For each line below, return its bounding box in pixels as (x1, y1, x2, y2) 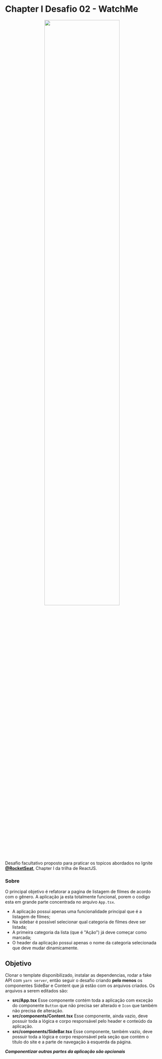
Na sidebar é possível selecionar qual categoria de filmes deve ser (12, 919, 146, 925)
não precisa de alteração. (12, 1008, 63, 1014)
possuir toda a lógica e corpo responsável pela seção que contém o (12, 1034, 149, 1040)
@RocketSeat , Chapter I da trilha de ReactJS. (5, 865, 98, 871)
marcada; (12, 935, 32, 940)
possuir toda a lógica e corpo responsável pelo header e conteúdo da (12, 1018, 152, 1024)
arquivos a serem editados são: (5, 988, 68, 994)
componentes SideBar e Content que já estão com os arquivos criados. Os (5, 983, 155, 988)
